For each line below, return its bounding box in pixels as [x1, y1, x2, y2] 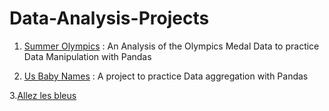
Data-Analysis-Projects [9, 7, 210, 30]
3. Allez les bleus [9, 89, 77, 101]
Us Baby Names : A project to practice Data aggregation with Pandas [23, 70, 309, 82]
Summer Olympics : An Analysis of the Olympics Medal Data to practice [23, 40, 320, 52]
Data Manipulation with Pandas [23, 50, 152, 62]
